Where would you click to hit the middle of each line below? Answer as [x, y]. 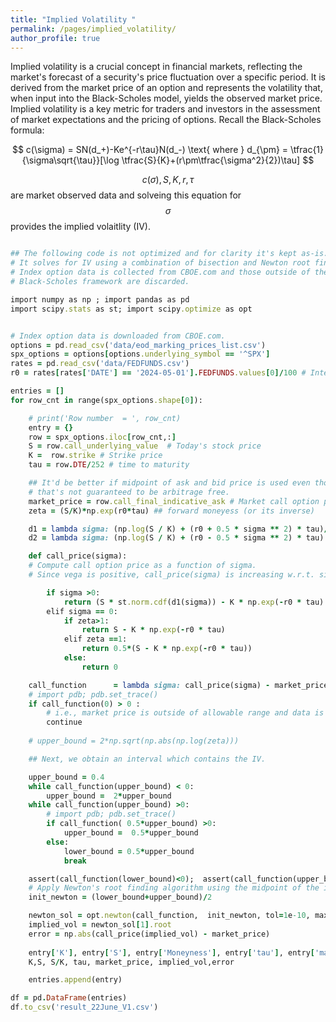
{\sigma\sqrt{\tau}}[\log [70, 160]
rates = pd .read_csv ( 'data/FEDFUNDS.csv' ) [100, 364]
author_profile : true [55, 38]
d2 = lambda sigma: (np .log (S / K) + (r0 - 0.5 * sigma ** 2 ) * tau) [176, 538]
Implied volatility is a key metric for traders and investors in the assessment [165, 109]
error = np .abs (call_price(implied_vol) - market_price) [149, 934]
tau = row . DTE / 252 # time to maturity [109, 465]
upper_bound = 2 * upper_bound [109, 796]
